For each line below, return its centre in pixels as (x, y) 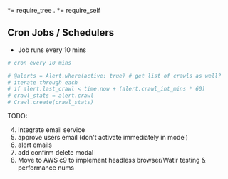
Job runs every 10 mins (52, 50)
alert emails (35, 145)
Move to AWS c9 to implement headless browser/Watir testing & (112, 160)
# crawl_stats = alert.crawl (51, 96)
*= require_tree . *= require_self (54, 10)
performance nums (46, 168)
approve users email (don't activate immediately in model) (103, 138)
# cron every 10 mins (40, 63)
